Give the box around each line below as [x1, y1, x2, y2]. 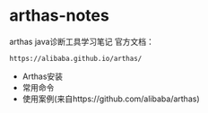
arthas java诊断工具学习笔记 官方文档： [9, 36, 155, 47]
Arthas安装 [22, 71, 64, 82]
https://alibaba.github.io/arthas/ [9, 54, 143, 63]
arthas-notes [9, 5, 109, 26]
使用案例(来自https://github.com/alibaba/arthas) [22, 93, 200, 104]
